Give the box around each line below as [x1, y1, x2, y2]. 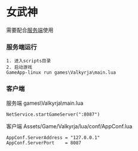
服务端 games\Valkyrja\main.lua [6, 99, 84, 107]
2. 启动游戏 [6, 64, 33, 71]
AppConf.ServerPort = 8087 [6, 140, 82, 146]
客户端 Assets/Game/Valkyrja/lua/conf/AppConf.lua [6, 122, 133, 129]
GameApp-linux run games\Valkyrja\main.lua [6, 70, 116, 75]
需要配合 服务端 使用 [6, 26, 54, 34]
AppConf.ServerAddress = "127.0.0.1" [6, 134, 100, 141]
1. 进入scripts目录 [6, 58, 51, 64]
